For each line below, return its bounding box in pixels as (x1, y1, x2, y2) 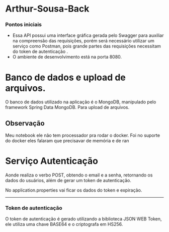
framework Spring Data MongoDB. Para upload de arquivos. (5, 104, 130, 110)
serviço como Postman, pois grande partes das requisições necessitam (12, 43, 161, 49)
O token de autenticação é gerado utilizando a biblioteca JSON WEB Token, (5, 216, 162, 222)
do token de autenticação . (12, 48, 68, 54)
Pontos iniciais (5, 21, 42, 28)
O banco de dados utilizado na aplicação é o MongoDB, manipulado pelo (5, 99, 156, 105)
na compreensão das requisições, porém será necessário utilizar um (12, 38, 154, 44)
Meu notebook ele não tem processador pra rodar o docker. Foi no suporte (5, 132, 160, 139)
